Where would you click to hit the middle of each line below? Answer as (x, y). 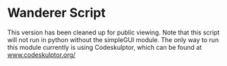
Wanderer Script (56, 13)
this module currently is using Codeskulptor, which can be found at (105, 47)
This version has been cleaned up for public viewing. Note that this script (114, 32)
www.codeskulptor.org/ (42, 55)
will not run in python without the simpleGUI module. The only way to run (113, 39)
